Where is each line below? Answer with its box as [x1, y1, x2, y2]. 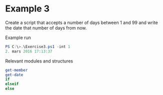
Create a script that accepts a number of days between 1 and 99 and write [5, 19, 158, 25]
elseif [5, 81, 19, 86]
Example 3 [5, 3, 50, 14]
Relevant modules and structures [5, 58, 73, 64]
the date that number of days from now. [5, 24, 87, 30]
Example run [5, 34, 31, 40]
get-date [5, 72, 23, 77]
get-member [5, 67, 28, 72]
